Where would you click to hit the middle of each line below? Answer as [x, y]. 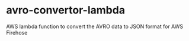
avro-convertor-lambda [66, 10]
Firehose [17, 32]
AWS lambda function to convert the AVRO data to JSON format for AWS [95, 26]
